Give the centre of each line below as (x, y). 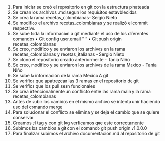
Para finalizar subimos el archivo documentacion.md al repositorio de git (86, 133)
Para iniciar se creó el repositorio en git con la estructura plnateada (81, 7)
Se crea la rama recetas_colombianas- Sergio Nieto (65, 18)
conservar (23, 117)
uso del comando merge (37, 107)
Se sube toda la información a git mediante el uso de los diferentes (81, 33)
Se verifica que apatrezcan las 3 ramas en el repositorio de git (76, 81)
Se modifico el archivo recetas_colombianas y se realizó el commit (80, 23)
